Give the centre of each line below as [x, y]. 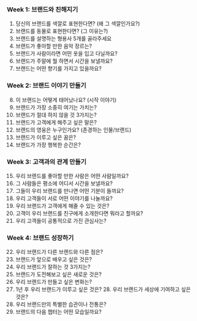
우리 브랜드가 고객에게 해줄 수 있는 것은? [62, 205]
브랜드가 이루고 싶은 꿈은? [46, 137]
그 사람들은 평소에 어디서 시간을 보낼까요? [64, 183]
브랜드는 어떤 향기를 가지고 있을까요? [58, 69]
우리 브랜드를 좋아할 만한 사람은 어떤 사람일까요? [72, 175]
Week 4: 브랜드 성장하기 [40, 238]
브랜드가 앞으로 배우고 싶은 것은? [54, 259]
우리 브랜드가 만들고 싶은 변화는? [54, 282]
